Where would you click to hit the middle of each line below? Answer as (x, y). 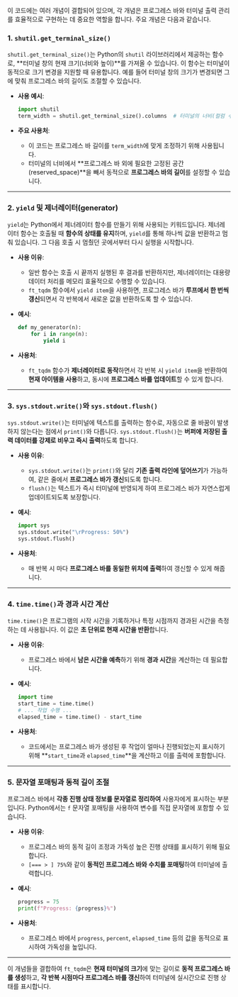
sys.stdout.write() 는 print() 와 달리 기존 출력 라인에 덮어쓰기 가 (118, 471)
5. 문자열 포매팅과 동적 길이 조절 (58, 782)
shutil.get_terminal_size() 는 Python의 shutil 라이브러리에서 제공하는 (109, 55)
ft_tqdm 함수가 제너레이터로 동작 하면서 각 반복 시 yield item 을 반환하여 (128, 370)
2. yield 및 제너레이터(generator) (63, 208)
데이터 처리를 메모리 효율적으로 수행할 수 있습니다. (97, 282)
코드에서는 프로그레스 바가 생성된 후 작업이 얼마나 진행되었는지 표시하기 (126, 746)
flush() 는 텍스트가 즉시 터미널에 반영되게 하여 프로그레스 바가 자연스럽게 (129, 489)
